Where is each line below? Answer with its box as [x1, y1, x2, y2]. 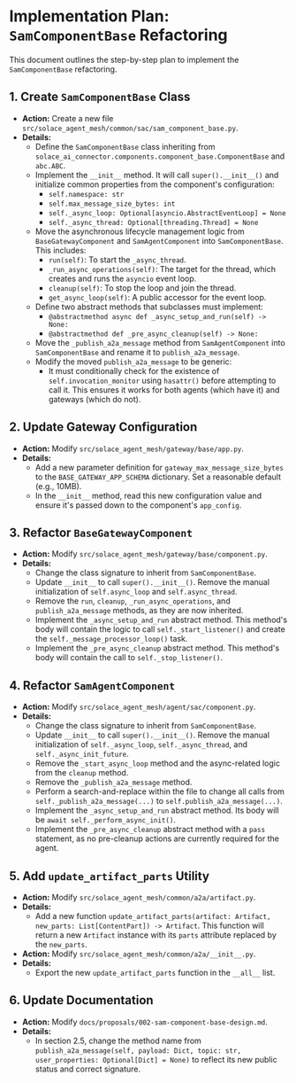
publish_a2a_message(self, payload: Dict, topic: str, [34, 1046, 241, 1056]
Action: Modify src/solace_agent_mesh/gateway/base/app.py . [21, 443, 245, 454]
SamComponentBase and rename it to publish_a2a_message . [34, 347, 240, 357]
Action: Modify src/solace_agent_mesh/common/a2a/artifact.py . [21, 892, 256, 902]
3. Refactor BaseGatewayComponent [9, 525, 193, 540]
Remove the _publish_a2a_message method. [34, 777, 193, 788]
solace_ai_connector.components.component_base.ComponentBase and [34, 151, 285, 161]
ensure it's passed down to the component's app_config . [34, 499, 242, 510]
